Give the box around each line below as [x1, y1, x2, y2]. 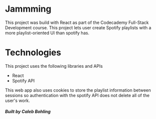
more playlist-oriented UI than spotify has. [5, 30, 89, 36]
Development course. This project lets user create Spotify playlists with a [5, 24, 152, 30]
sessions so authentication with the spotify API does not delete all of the [5, 92, 150, 98]
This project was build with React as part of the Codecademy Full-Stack [5, 20, 149, 25]
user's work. [5, 98, 30, 103]
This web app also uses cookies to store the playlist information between [5, 87, 152, 93]
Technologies [5, 47, 62, 58]
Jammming [5, 3, 52, 15]
